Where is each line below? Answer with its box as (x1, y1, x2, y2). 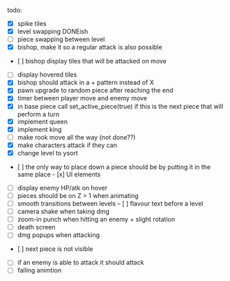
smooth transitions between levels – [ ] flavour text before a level (17, 199, 204, 208)
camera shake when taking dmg (17, 207, 110, 215)
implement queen (17, 117, 68, 126)
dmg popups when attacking (17, 231, 100, 239)
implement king (17, 125, 62, 133)
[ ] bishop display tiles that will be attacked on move (17, 57, 167, 66)
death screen (17, 223, 56, 231)
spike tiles (17, 20, 47, 27)
